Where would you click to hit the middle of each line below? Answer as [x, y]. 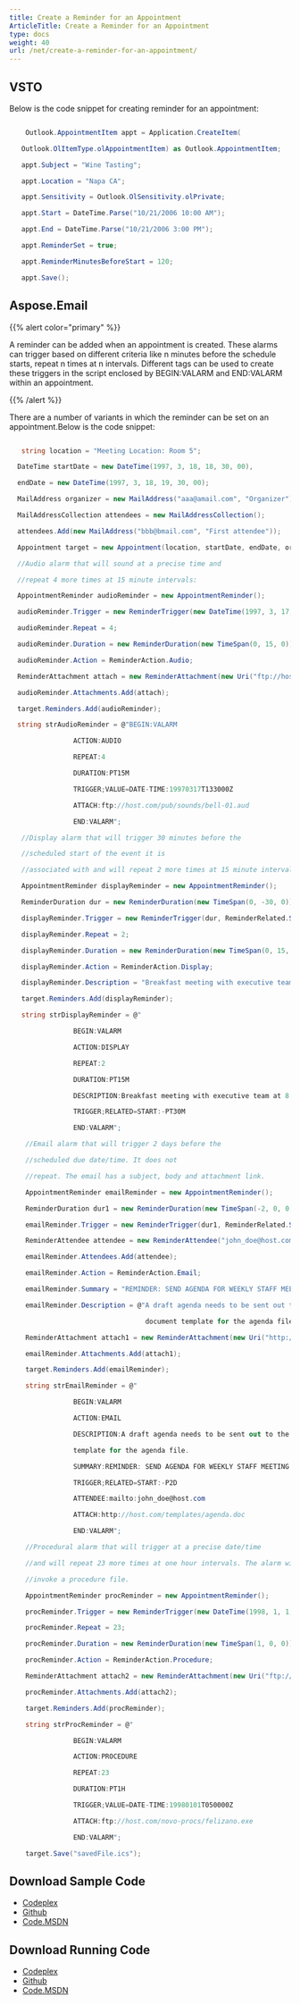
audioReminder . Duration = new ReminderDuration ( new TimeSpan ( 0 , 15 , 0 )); [157, 644]
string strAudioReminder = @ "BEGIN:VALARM [97, 725]
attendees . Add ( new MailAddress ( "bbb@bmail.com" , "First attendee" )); [149, 531]
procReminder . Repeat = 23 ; [75, 1628]
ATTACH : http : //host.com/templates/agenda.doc [159, 1515]
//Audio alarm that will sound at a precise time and [119, 564]
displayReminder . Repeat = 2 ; [75, 935]
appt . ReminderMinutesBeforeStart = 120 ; [97, 261]
